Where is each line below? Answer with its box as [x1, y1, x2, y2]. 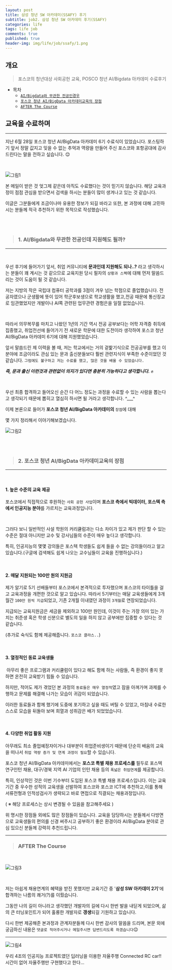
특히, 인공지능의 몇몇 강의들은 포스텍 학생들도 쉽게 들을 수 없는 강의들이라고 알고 [5, 543, 165, 549]
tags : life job [5, 27, 38, 32]
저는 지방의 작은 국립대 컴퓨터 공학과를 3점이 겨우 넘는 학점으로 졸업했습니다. [5, 287, 159, 293]
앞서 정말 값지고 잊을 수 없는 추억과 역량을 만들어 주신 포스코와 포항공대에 [10, 145, 157, 151]
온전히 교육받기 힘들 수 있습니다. [14, 673, 79, 679]
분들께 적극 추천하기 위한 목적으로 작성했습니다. [14, 207, 109, 213]
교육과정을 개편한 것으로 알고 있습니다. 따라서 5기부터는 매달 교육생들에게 [10, 591, 157, 597]
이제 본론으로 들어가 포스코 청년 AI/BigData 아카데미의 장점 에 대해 [5, 406, 137, 412]
